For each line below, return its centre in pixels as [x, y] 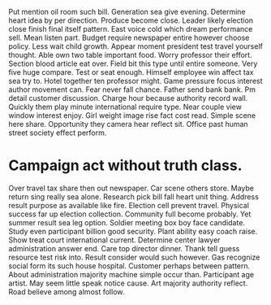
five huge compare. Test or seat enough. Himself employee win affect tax [131, 72]
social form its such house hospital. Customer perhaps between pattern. [129, 266]
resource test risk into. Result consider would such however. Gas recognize [134, 257]
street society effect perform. [58, 133]
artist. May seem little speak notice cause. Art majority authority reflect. [128, 283]
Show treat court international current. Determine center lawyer [114, 240]
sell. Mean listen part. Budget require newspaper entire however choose [129, 37]
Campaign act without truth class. [125, 166]
